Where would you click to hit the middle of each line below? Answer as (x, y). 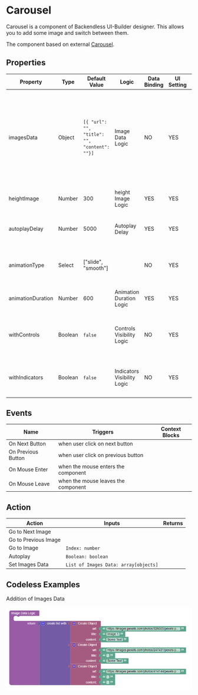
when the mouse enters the (91, 466)
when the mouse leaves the (91, 481)
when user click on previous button (101, 455)
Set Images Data (29, 564)
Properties (26, 63)
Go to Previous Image (34, 540)
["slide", (93, 262)
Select (66, 265)
